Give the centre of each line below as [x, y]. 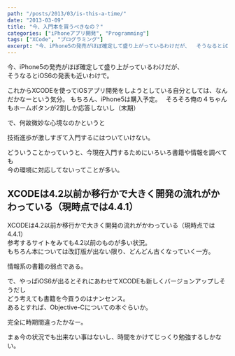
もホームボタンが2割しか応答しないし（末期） [73, 108]
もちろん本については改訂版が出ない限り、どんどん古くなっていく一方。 [111, 251]
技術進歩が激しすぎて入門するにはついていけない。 [81, 138]
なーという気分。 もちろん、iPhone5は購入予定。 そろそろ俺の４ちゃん [123, 99]
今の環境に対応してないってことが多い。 [65, 170]
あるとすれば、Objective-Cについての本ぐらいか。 [80, 307]
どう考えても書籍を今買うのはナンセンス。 [68, 298]
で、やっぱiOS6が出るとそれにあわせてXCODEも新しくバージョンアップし [114, 281]
